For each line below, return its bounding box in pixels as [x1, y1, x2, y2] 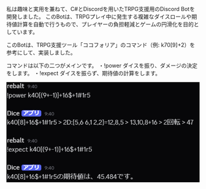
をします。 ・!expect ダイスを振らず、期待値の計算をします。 [6, 70, 161, 76]
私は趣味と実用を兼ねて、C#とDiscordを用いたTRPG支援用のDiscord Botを [6, 6, 195, 12]
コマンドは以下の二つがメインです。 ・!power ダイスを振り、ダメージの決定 [6, 62, 198, 69]
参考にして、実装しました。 [6, 49, 76, 56]
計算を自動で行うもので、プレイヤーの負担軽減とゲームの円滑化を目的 [17, 21, 194, 28]
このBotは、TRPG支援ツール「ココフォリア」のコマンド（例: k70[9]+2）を [6, 42, 195, 48]
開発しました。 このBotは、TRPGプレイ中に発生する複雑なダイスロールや [6, 13, 192, 20]
